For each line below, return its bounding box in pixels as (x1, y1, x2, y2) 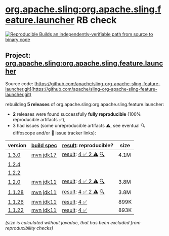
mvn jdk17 (31, 151, 57, 158)
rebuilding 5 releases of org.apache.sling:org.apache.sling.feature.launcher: (5, 101, 164, 107)
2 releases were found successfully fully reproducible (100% (12, 111, 141, 117)
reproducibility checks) (5, 225, 54, 231)
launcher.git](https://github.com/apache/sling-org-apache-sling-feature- (5, 86, 158, 92)
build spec (31, 142, 57, 149)
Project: (5, 51, 31, 60)
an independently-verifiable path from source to (53, 31, 153, 37)
